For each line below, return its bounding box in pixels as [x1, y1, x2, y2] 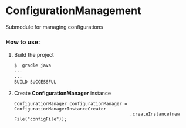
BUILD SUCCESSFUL [13, 79, 57, 85]
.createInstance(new [129, 111, 180, 117]
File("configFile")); [13, 116, 67, 122]
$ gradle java [13, 63, 52, 68]
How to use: [5, 38, 40, 46]
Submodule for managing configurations [5, 23, 103, 30]
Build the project [13, 51, 54, 58]
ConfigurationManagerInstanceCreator [13, 106, 107, 112]
